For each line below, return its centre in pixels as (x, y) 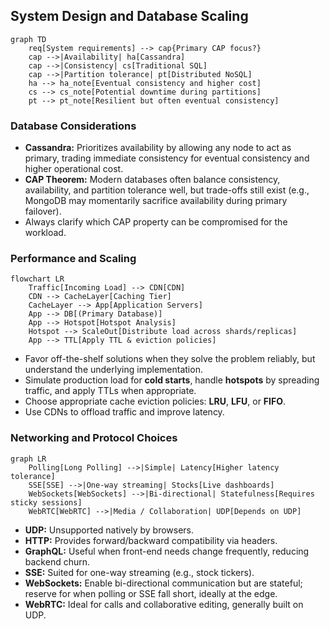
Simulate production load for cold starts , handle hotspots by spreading (172, 380)
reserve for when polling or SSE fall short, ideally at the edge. (151, 593)
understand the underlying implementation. (113, 370)
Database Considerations (73, 126)
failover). (43, 211)
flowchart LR (37, 279)
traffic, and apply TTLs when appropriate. (110, 391)
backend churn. (57, 561)
